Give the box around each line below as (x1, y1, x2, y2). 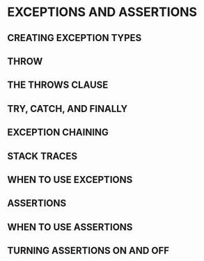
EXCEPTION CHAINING (7, 127, 109, 139)
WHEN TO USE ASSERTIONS (7, 221, 133, 233)
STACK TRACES (7, 150, 78, 162)
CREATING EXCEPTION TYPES (7, 32, 142, 44)
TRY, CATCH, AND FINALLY (7, 102, 128, 115)
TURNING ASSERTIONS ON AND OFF (7, 245, 169, 257)
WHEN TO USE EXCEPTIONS (7, 173, 133, 185)
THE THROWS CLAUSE (7, 79, 109, 91)
